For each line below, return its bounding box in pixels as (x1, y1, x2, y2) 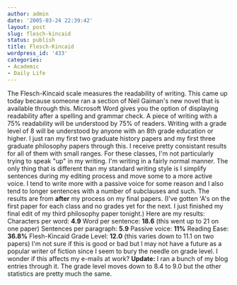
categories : (7, 57, 42, 64)
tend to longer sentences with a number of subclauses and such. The (7, 187, 210, 195)
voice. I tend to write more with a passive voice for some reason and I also (7, 179, 224, 187)
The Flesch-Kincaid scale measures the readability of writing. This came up (7, 89, 228, 98)
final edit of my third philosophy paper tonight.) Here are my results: (7, 209, 205, 218)
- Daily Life (7, 69, 46, 76)
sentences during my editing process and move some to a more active (7, 171, 213, 180)
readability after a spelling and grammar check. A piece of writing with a (7, 111, 218, 120)
